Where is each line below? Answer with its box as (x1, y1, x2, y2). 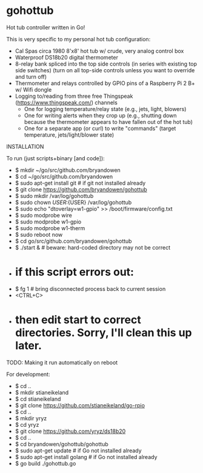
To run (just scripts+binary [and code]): (6, 154, 105, 162)
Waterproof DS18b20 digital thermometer (15, 53, 118, 61)
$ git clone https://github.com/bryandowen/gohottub (15, 186, 147, 193)
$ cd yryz (15, 421, 39, 428)
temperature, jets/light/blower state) (24, 131, 115, 138)
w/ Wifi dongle (15, 86, 52, 93)
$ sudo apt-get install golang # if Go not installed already (15, 453, 158, 460)
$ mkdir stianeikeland (15, 389, 69, 396)
